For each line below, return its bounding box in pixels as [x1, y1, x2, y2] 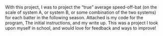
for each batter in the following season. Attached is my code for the [5, 15, 144, 20]
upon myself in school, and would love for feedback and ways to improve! [5, 25, 157, 31]
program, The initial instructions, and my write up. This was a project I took [5, 20, 159, 26]
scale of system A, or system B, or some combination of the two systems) [5, 9, 157, 15]
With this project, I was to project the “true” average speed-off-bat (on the [5, 4, 158, 10]
